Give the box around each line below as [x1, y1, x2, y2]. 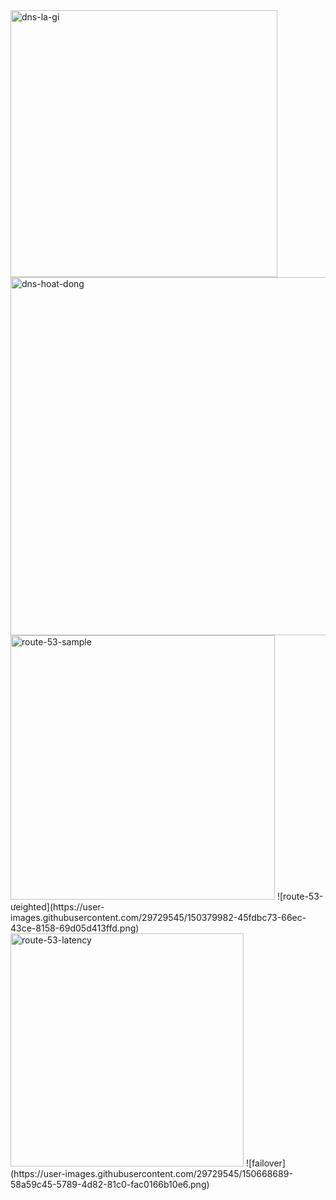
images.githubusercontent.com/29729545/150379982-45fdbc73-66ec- [10, 912, 307, 923]
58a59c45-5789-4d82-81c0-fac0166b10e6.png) [10, 1179, 210, 1190]
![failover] [245, 1157, 286, 1169]
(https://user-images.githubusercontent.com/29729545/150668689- [10, 1168, 293, 1179]
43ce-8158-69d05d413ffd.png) [10, 922, 140, 934]
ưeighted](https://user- [10, 901, 105, 913]
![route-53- [276, 890, 324, 902]
